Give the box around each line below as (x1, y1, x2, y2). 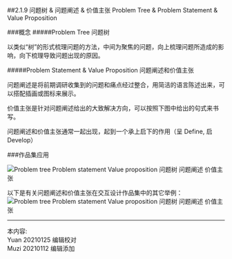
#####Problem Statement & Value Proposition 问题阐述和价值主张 (7, 66, 195, 74)
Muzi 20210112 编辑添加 (7, 244, 75, 252)
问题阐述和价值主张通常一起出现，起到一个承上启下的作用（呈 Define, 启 (7, 127, 213, 135)
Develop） (7, 136, 37, 144)
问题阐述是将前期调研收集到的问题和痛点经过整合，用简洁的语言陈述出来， (7, 81, 219, 88)
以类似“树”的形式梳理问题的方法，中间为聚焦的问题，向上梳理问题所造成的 (7, 43, 219, 50)
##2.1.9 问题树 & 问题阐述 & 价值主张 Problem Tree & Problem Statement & (7, 6, 218, 14)
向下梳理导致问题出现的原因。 (19, 51, 104, 59)
